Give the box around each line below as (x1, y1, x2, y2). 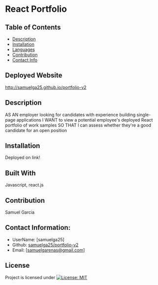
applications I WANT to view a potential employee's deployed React (16, 117, 153, 123)
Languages (12, 47, 35, 52)
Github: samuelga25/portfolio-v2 (12, 242, 79, 248)
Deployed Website (5, 71, 63, 80)
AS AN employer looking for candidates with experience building (5, 112, 136, 118)
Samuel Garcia (5, 209, 35, 215)
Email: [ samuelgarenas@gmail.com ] (12, 247, 85, 253)
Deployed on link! (5, 155, 40, 160)
